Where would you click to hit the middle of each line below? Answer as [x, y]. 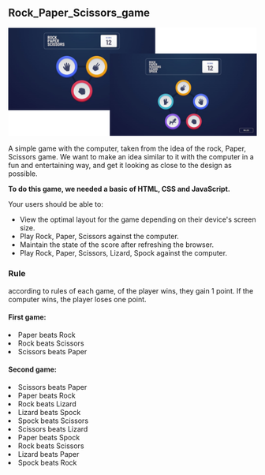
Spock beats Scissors [54, 421]
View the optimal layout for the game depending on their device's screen [138, 219]
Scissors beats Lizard [53, 429]
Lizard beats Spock [50, 413]
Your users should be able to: [56, 204]
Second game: [32, 369]
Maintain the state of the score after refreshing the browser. [117, 245]
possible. [23, 174]
